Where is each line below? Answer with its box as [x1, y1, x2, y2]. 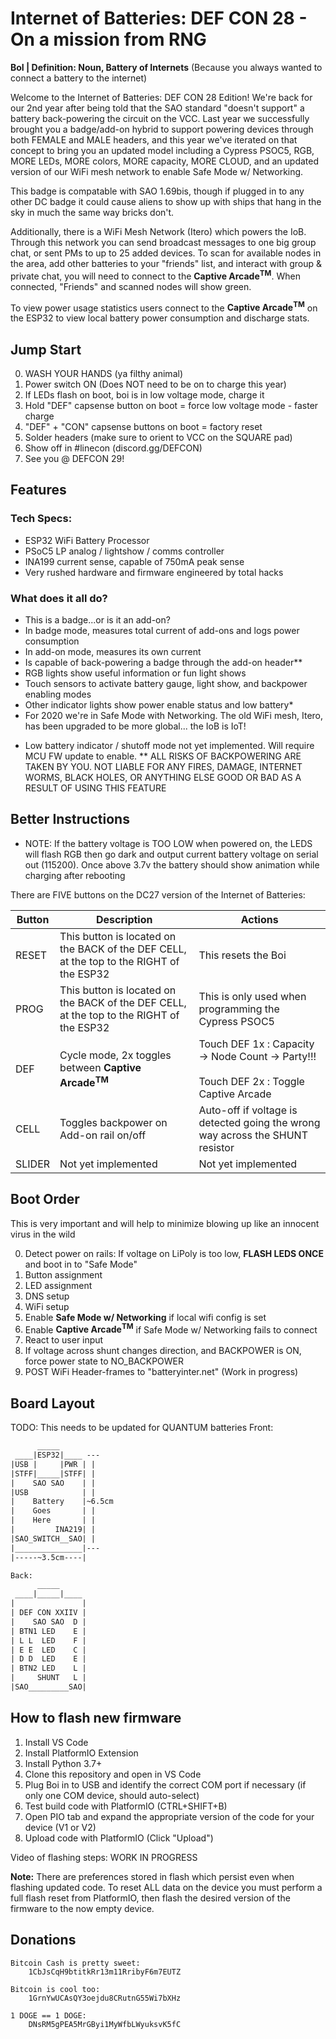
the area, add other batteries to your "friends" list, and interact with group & [10, 257, 322, 269]
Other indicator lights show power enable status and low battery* [24, 699, 294, 711]
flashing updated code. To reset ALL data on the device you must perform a [10, 1881, 323, 1893]
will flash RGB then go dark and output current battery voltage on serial [24, 848, 319, 860]
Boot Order [10, 1191, 80, 1208]
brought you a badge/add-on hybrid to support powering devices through [10, 123, 314, 135]
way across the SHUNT [198, 1128, 308, 1142]
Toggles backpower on [59, 1115, 168, 1129]
